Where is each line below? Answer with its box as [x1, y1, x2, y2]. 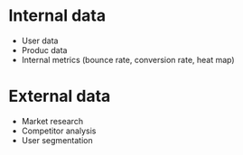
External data [8, 87, 111, 106]
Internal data [8, 5, 107, 26]
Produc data [21, 44, 68, 55]
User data [21, 35, 59, 46]
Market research [21, 115, 83, 126]
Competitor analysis [21, 125, 97, 136]
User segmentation [21, 134, 93, 145]
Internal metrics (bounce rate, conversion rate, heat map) [21, 54, 236, 65]
